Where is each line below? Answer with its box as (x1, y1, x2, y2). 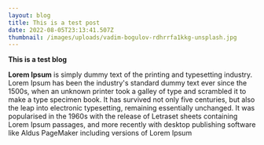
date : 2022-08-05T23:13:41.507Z (8, 26, 114, 34)
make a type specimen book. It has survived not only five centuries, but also (8, 95, 255, 104)
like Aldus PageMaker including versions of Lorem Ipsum (8, 129, 192, 138)
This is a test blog (8, 55, 68, 64)
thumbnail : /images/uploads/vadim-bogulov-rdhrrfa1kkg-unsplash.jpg (8, 33, 237, 42)
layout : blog (8, 11, 51, 20)
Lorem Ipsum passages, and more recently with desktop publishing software (8, 120, 256, 129)
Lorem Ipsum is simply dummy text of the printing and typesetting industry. (8, 70, 253, 79)
